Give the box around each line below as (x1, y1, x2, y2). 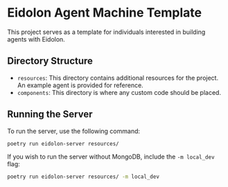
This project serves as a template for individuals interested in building (7, 28, 206, 36)
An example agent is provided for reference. (17, 81, 143, 89)
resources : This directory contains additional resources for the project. (17, 73, 219, 82)
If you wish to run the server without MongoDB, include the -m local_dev (7, 152, 215, 161)
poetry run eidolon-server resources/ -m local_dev (7, 173, 159, 181)
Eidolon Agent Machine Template (7, 5, 202, 21)
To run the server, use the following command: (7, 127, 141, 135)
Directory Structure (7, 55, 94, 67)
